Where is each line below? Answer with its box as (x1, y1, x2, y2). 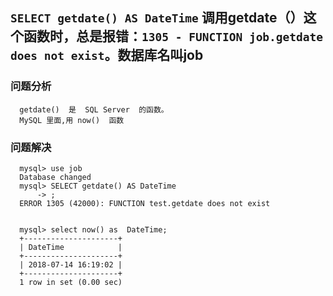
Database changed (19, 172, 92, 182)
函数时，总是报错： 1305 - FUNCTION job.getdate (23, 28, 324, 45)
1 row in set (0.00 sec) (19, 277, 123, 287)
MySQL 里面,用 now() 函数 (19, 115, 125, 125)
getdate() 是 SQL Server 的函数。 (19, 104, 169, 115)
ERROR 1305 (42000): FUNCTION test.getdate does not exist (19, 198, 271, 208)
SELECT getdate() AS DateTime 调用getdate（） (10, 9, 304, 27)
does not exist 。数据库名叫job (10, 47, 204, 64)
